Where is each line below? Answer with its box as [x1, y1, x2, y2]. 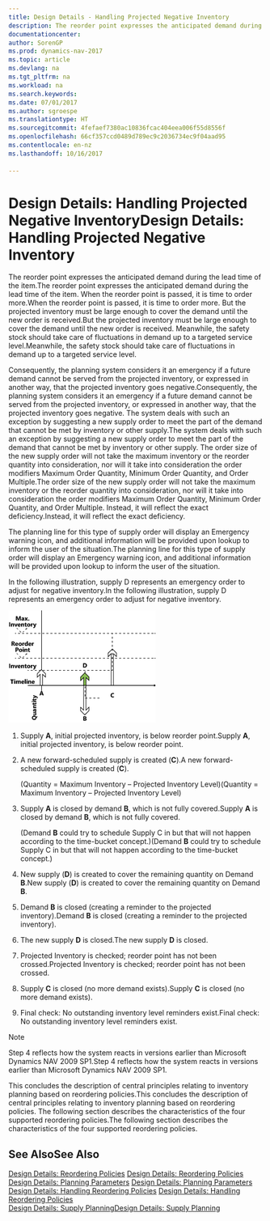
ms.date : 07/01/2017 [8, 98, 78, 107]
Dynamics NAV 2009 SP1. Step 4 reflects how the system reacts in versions [8, 1057, 259, 1066]
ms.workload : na [8, 81, 63, 89]
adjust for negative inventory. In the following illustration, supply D [8, 586, 227, 596]
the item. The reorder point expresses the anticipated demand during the [8, 281, 249, 290]
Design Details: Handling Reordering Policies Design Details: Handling [8, 1186, 241, 1196]
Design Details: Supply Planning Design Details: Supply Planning [8, 1203, 221, 1213]
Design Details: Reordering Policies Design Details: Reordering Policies [8, 1169, 244, 1179]
